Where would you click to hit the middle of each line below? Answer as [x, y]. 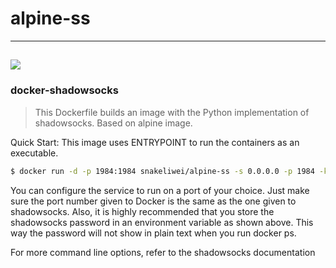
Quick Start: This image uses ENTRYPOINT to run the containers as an [155, 142]
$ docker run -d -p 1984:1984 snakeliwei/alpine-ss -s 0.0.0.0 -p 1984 [162, 171]
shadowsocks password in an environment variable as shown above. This [162, 222]
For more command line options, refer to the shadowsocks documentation [163, 252]
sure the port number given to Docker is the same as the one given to [153, 201]
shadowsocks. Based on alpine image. [113, 123]
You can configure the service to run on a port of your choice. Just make [160, 190]
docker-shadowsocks [64, 90]
